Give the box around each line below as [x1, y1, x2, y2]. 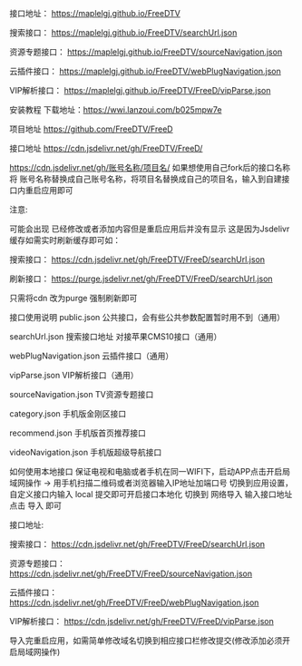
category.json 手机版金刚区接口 [9, 408, 127, 419]
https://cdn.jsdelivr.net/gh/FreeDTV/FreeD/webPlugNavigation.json [9, 597, 259, 608]
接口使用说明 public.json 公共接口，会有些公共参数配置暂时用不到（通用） [9, 312, 286, 322]
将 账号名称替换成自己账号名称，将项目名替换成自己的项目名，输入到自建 [9, 173, 282, 184]
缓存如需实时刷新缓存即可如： [9, 235, 121, 245]
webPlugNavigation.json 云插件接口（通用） [9, 350, 174, 361]
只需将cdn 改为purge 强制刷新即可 [9, 293, 138, 303]
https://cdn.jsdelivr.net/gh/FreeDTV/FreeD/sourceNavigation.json [9, 568, 253, 579]
